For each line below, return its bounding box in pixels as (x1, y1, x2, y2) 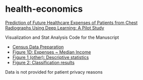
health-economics (5, 3, 83, 15)
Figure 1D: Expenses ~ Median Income (12, 49, 91, 55)
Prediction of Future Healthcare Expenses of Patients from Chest (5, 20, 138, 26)
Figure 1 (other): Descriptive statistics (12, 54, 89, 60)
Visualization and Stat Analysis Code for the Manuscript (5, 34, 119, 40)
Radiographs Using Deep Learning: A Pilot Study (5, 25, 104, 30)
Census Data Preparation (12, 44, 64, 50)
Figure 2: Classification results (12, 59, 75, 65)
